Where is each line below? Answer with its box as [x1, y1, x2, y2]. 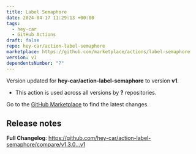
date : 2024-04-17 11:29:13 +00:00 [6, 15, 95, 21]
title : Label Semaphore [6, 9, 67, 15]
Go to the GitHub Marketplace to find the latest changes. [6, 100, 149, 108]
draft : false [6, 37, 40, 43]
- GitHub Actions [12, 32, 56, 38]
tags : [6, 20, 20, 26]
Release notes [6, 118, 62, 128]
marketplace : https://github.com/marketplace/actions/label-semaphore [6, 49, 190, 55]
